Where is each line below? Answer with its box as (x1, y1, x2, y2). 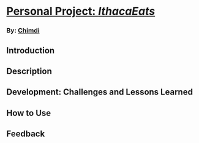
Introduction (6, 45, 55, 56)
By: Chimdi (6, 26, 40, 35)
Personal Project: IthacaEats (6, 4, 156, 18)
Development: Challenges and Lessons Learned (6, 87, 193, 98)
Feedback (6, 129, 45, 139)
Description (6, 66, 52, 76)
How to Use (6, 107, 51, 118)
